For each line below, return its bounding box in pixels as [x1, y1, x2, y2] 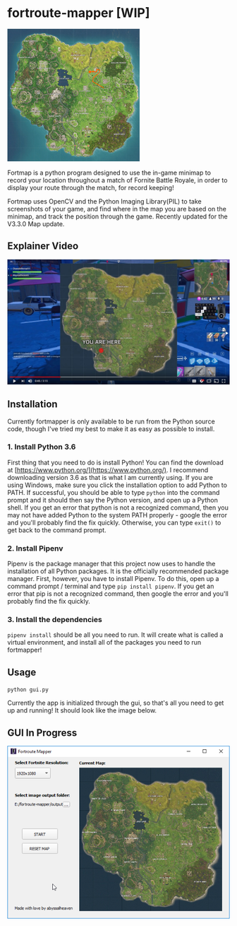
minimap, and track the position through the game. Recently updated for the [7, 212, 228, 221]
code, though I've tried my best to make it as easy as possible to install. [7, 424, 215, 433]
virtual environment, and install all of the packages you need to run [7, 638, 202, 647]
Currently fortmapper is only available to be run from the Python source [7, 417, 215, 426]
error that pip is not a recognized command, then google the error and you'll [7, 590, 229, 598]
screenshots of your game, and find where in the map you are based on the [7, 204, 227, 213]
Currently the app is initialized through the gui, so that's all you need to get [7, 698, 224, 708]
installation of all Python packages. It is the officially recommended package [7, 567, 229, 575]
